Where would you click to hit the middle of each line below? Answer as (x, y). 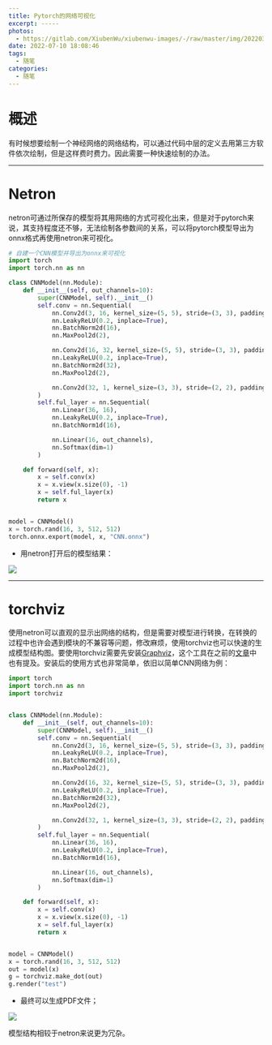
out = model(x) (34, 969)
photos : (21, 31)
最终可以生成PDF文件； (59, 1001)
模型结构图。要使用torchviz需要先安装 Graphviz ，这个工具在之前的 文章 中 (136, 653)
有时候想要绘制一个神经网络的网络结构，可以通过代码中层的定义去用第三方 (132, 143)
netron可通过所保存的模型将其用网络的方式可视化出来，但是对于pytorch (128, 217)
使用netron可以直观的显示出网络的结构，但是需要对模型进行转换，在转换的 (133, 633)
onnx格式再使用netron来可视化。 (63, 238)
